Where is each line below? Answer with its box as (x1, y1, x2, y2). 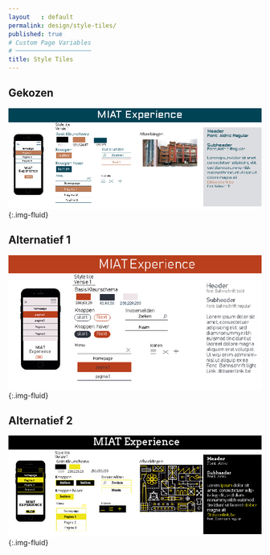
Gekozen (8, 86, 54, 100)
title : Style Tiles (8, 56, 74, 64)
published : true (8, 30, 63, 38)
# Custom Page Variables (8, 39, 92, 47)
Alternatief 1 (8, 234, 71, 247)
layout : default (8, 13, 74, 21)
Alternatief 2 (8, 414, 74, 427)
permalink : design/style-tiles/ (8, 21, 117, 30)
